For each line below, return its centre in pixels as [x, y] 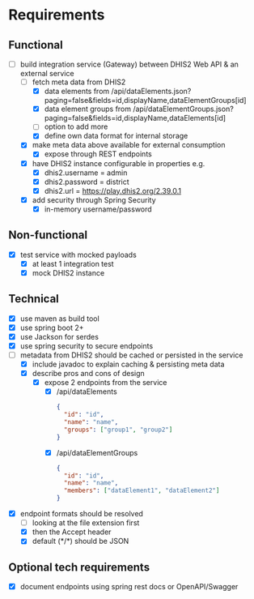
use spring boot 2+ [52, 327]
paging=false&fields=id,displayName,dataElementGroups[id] [145, 101]
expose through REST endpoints [98, 154]
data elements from [77, 92]
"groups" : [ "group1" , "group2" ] [118, 430]
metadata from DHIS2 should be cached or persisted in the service [131, 355]
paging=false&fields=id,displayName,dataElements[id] [135, 118]
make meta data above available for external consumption [129, 145]
